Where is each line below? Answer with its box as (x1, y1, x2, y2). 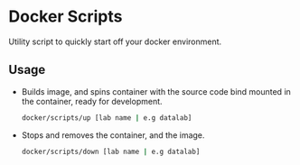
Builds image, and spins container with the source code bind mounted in (21, 86, 291, 96)
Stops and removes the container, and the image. (21, 129, 205, 141)
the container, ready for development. (21, 96, 164, 106)
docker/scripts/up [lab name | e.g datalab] (21, 113, 192, 123)
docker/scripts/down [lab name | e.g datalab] (21, 147, 201, 156)
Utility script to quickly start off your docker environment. (8, 36, 222, 47)
